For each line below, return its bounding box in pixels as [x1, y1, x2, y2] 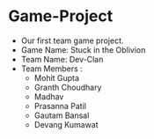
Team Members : [20, 63, 83, 74]
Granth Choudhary [33, 82, 102, 92]
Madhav [33, 91, 64, 102]
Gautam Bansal [33, 110, 90, 121]
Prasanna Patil [33, 100, 87, 111]
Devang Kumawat [33, 119, 99, 129]
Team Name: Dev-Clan [20, 54, 104, 64]
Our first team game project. [20, 35, 124, 46]
